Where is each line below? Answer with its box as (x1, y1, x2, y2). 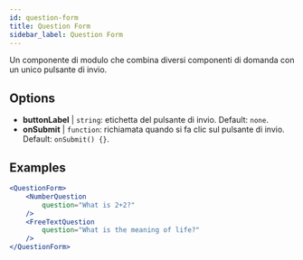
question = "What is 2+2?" (42, 200, 136, 209)
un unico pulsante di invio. (9, 64, 108, 75)
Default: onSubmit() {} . (22, 134, 110, 144)
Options (9, 90, 56, 106)
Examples (9, 160, 66, 175)
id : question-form (9, 13, 79, 23)
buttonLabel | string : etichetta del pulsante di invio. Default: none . (22, 115, 270, 125)
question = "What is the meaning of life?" (42, 226, 201, 235)
